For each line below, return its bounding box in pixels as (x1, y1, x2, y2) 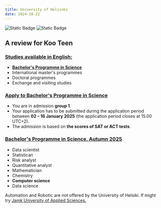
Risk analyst (12, 157, 36, 163)
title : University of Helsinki (5, 7, 68, 12)
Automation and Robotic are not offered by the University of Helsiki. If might (5, 192, 156, 198)
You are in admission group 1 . (12, 103, 72, 109)
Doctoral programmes (12, 75, 56, 80)
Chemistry (12, 173, 33, 178)
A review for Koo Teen (5, 39, 73, 47)
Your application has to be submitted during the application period (12, 108, 144, 114)
